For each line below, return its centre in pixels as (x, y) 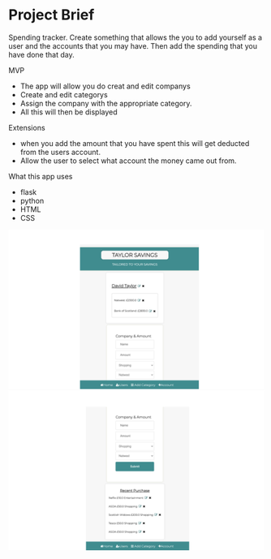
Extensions (27, 127)
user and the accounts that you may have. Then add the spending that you (133, 45)
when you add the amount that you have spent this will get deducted (135, 143)
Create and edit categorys (64, 94)
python (32, 200)
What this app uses (41, 176)
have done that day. (41, 54)
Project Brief (52, 15)
